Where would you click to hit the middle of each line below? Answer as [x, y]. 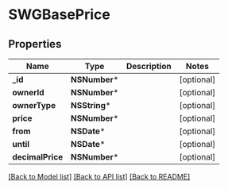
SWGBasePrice [60, 15]
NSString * [91, 105]
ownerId [29, 93]
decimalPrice [38, 157]
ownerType [34, 105]
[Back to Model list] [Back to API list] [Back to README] [99, 177]
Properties [35, 44]
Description [149, 66]
